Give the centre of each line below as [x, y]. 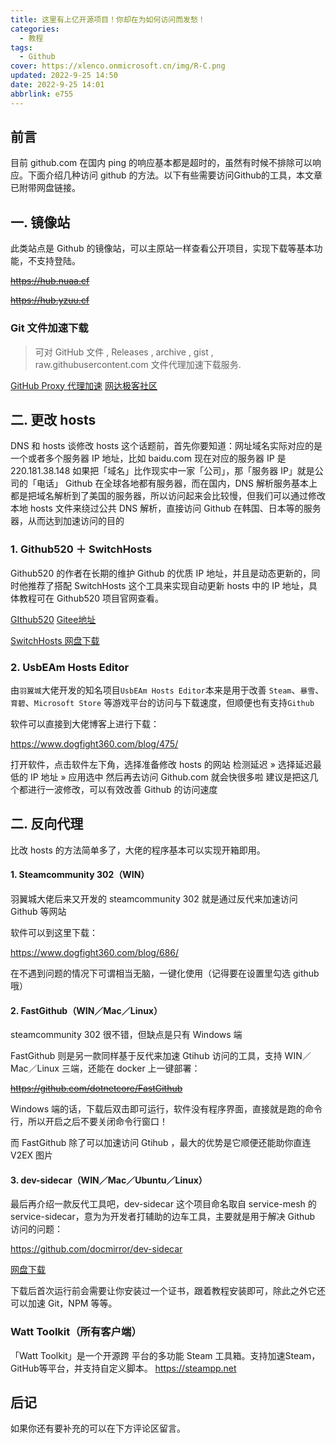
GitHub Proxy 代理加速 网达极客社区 [84, 385]
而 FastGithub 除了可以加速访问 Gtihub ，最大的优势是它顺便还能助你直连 [161, 1143]
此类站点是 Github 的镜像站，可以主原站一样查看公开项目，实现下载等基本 [162, 248]
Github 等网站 [38, 911]
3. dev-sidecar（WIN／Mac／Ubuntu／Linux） [109, 1180]
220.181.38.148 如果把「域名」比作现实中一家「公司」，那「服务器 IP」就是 [162, 471]
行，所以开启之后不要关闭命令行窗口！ [89, 1122]
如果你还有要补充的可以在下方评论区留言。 [98, 1428]
